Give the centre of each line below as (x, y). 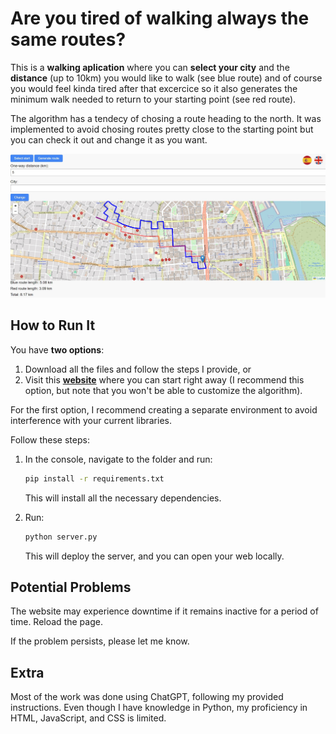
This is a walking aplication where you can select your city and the (150, 67)
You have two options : (57, 349)
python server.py (61, 537)
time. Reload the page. (56, 622)
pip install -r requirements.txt (94, 478)
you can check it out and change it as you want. (109, 139)
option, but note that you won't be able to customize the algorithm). (163, 390)
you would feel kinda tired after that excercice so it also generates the (154, 88)
